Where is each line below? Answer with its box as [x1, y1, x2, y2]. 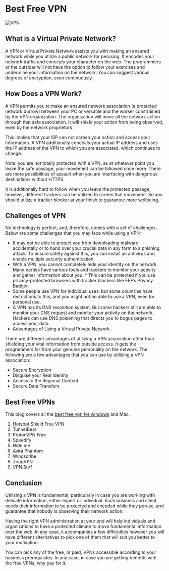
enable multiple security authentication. [12, 256, 95, 262]
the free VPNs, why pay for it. [5, 560, 67, 566]
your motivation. [5, 540, 39, 545]
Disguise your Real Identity [12, 372, 69, 378]
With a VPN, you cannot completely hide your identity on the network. [12, 261, 158, 268]
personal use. [12, 299, 41, 305]
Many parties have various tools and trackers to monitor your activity [12, 267, 156, 273]
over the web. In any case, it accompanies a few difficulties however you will [5, 529, 165, 535]
